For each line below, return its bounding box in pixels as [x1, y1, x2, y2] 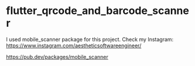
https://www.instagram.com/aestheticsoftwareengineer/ [6, 42, 142, 49]
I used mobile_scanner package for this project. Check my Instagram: [6, 36, 174, 43]
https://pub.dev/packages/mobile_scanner [6, 53, 108, 60]
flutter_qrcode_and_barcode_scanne [6, 4, 189, 18]
